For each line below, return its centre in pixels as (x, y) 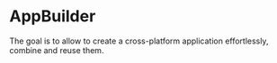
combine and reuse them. (57, 50)
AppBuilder (53, 16)
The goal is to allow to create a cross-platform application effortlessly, (139, 41)
